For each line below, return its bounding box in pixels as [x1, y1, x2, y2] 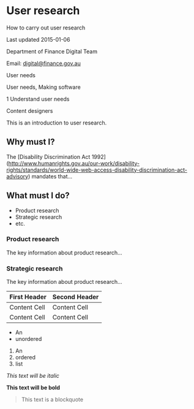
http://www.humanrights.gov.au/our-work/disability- [8, 159, 140, 167]
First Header [9, 292, 47, 301]
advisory [6, 172, 29, 180]
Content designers [6, 107, 53, 114]
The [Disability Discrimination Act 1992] [6, 153, 106, 160]
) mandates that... [28, 172, 73, 180]
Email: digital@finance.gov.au [6, 59, 81, 67]
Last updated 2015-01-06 [6, 36, 70, 43]
